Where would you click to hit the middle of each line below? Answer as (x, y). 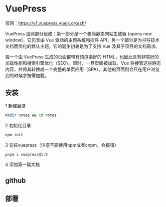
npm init (14, 135)
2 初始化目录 (18, 125)
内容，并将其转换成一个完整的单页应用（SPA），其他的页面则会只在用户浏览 (83, 69)
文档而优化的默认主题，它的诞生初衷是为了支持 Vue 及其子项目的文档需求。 (83, 46)
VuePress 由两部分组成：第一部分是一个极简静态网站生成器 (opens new (79, 33)
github (16, 180)
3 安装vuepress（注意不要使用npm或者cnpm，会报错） (62, 145)
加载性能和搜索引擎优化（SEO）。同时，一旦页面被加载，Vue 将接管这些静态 (83, 63)
